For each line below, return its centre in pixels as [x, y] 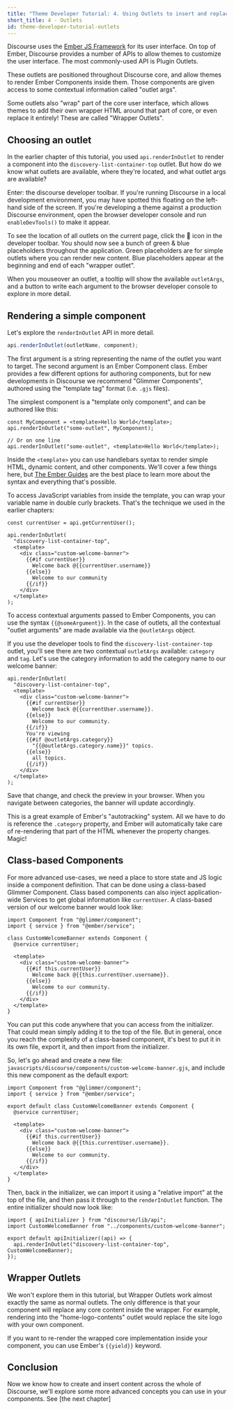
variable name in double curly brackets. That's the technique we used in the [116, 503]
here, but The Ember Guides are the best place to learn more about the [109, 474]
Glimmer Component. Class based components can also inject [97, 892]
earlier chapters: [31, 510]
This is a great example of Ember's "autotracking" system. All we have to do [116, 816]
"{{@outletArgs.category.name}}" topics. [93, 745]
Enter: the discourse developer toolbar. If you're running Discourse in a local [117, 193]
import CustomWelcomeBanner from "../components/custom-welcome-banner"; [117, 1226]
